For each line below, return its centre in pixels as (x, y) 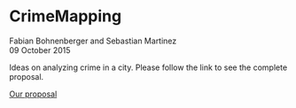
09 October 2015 (40, 50)
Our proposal (33, 94)
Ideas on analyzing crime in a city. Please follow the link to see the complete (148, 67)
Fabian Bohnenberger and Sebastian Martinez (93, 41)
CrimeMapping (66, 16)
